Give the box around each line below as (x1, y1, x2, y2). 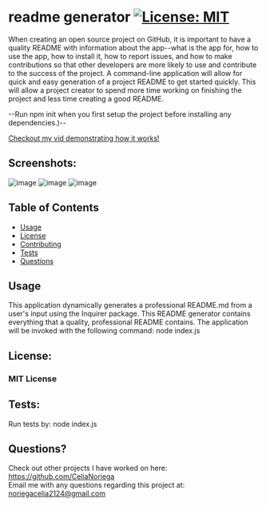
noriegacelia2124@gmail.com (8, 488, 106, 499)
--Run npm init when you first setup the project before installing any (8, 109, 232, 119)
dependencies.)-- (8, 118, 66, 127)
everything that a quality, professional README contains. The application (8, 317, 249, 327)
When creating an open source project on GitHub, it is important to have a (8, 34, 252, 44)
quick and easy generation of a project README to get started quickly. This (8, 77, 256, 86)
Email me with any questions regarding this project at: (8, 480, 185, 490)
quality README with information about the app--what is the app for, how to (8, 42, 259, 52)
